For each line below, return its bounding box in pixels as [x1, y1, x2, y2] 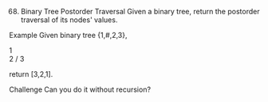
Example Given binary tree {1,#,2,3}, [9, 31, 128, 40]
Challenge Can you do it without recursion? [9, 85, 151, 94]
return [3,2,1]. [9, 70, 53, 78]
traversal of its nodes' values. [20, 15, 118, 25]
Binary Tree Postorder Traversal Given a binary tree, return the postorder [20, 7, 260, 16]
